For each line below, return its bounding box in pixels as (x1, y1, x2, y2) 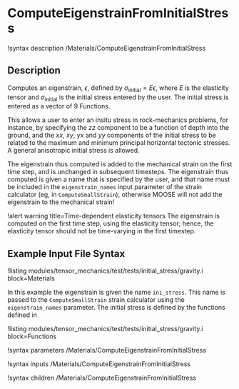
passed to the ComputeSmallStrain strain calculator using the (7, 295, 185, 304)
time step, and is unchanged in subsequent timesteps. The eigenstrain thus (7, 168, 229, 176)
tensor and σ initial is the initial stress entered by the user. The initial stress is (7, 93, 229, 103)
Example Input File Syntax (7, 248, 126, 260)
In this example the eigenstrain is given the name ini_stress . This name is (7, 288, 226, 297)
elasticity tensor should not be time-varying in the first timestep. (7, 227, 196, 236)
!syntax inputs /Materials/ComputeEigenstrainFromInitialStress (7, 360, 191, 368)
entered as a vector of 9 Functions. (7, 102, 111, 111)
